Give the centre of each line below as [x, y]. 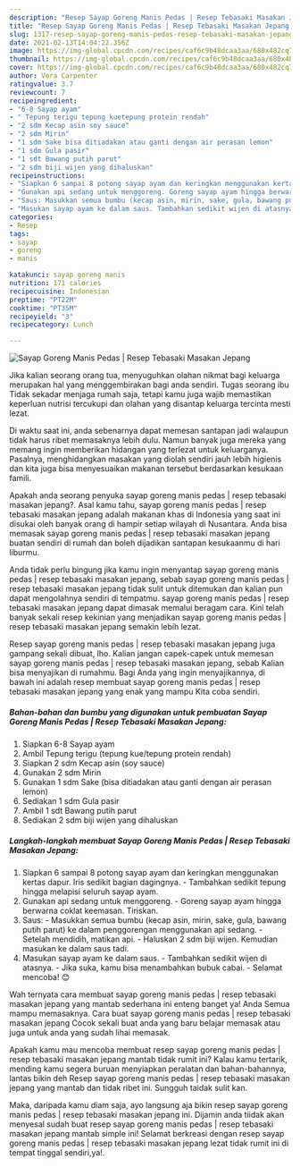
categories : [31, 217]
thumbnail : [29, 59]
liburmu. [25, 553]
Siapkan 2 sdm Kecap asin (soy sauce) [93, 763]
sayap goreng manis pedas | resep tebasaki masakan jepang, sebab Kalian [146, 664]
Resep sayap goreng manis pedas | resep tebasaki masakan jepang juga [142, 644]
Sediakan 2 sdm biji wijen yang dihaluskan [100, 820]
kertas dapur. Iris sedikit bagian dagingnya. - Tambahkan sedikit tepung [154, 883]
